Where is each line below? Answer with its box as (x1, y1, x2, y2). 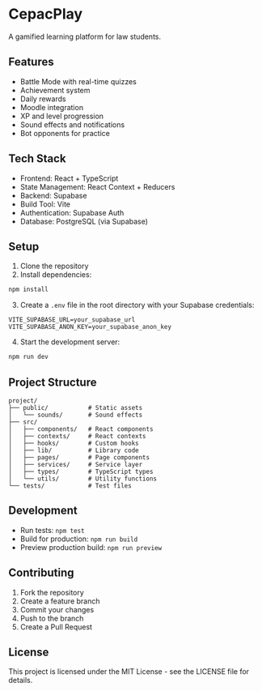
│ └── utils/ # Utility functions (8, 475, 158, 483)
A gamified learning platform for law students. (8, 32, 162, 41)
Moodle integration (19, 102, 83, 112)
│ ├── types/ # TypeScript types (8, 467, 154, 476)
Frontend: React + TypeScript (19, 173, 119, 183)
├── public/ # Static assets (8, 403, 143, 412)
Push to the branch (19, 613, 84, 623)
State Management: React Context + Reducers (19, 181, 175, 191)
